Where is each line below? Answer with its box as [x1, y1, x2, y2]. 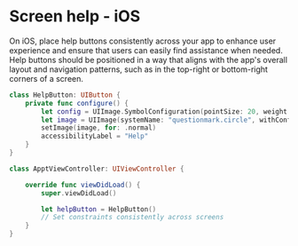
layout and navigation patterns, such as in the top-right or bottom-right [9, 64, 269, 75]
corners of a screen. [9, 73, 84, 83]
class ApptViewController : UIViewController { [9, 164, 184, 173]
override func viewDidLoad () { [25, 180, 141, 189]
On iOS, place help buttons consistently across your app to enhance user [9, 36, 277, 46]
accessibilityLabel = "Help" [41, 131, 149, 141]
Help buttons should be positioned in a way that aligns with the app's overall [9, 54, 288, 65]
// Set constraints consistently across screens [41, 213, 224, 222]
